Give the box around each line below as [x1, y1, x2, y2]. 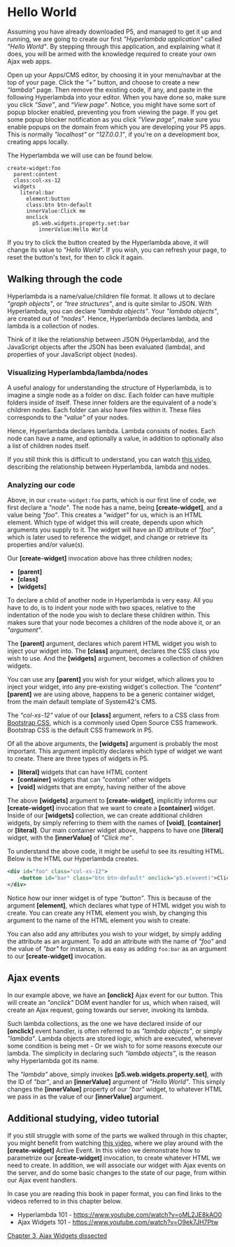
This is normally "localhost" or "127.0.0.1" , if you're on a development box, [7, 130, 220, 139]
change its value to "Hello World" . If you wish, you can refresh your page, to [7, 246, 227, 254]
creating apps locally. [7, 137, 69, 146]
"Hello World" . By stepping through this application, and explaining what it [7, 42, 221, 50]
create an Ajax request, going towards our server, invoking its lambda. [7, 1006, 209, 1014]
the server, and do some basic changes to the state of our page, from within [7, 1168, 227, 1176]
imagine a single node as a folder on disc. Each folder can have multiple [7, 391, 215, 400]
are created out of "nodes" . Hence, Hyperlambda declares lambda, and [7, 314, 213, 323]
